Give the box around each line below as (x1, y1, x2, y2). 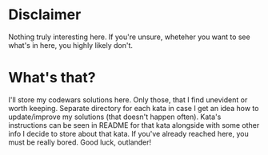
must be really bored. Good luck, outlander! (8, 137, 152, 147)
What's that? (8, 69, 96, 87)
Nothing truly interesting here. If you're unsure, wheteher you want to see (8, 32, 250, 42)
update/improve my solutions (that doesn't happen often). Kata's (8, 112, 222, 121)
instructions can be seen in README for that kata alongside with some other (8, 120, 260, 129)
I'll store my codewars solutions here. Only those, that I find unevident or (8, 94, 248, 105)
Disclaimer (8, 6, 82, 24)
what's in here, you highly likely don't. (8, 40, 134, 50)
